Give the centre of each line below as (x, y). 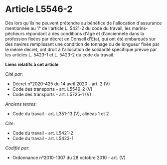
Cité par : (14, 74)
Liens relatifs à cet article (32, 64)
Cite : (10, 123)
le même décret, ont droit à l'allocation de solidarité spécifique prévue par (81, 49)
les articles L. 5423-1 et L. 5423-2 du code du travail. (60, 55)
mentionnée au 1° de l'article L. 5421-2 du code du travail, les (68, 28)
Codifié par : (17, 148)
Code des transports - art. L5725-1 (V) (52, 94)
